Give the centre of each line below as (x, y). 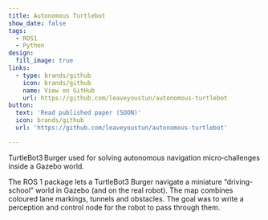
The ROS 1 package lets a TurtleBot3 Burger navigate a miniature (115, 181)
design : (21, 53)
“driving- (238, 181)
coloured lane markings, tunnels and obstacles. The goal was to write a (126, 198)
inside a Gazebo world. (46, 166)
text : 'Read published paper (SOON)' (79, 113)
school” (21, 190)
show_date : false (37, 23)
